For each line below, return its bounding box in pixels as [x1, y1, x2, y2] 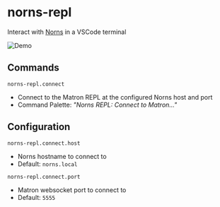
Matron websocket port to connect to [17, 185, 127, 194]
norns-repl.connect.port [7, 173, 81, 180]
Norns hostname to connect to [17, 152, 108, 160]
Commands [7, 61, 60, 74]
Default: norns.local [17, 160, 78, 168]
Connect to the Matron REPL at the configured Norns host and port [17, 93, 213, 101]
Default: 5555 [17, 193, 55, 201]
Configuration [7, 121, 71, 133]
